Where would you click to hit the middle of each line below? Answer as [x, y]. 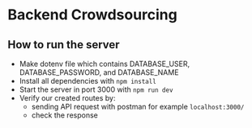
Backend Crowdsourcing [92, 15]
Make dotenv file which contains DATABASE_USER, [105, 64]
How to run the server [64, 45]
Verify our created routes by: [67, 98]
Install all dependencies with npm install [88, 81]
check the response [64, 115]
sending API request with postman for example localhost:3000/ [138, 107]
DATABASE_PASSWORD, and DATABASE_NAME [99, 72]
